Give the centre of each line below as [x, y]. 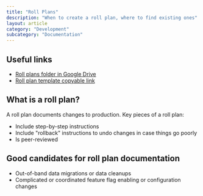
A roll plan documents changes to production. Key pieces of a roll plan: [95, 114]
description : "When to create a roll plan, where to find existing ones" [102, 18]
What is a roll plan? [43, 100]
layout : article [27, 23]
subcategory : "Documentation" [45, 35]
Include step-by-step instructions [57, 126]
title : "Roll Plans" [33, 12]
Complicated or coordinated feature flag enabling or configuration [98, 180]
